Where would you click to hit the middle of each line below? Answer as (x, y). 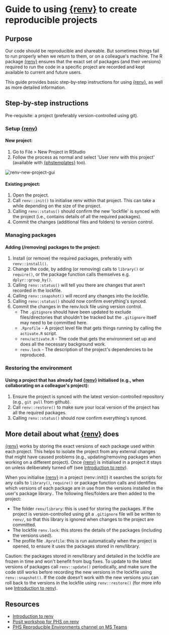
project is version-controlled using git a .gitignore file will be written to (87, 514)
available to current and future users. (44, 72)
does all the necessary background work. (63, 344)
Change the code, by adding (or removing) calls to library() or (78, 269)
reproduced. (33, 355)
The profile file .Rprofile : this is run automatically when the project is (84, 541)
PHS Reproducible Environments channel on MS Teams (70, 627)
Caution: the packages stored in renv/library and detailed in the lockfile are (82, 556)
